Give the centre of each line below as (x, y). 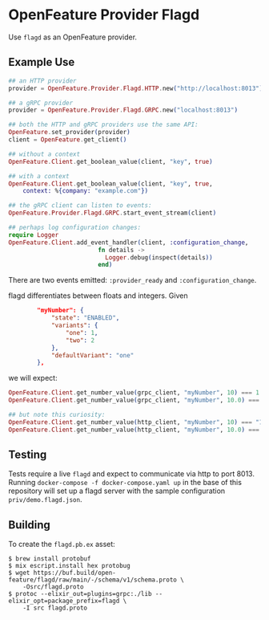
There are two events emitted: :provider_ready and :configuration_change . (132, 280)
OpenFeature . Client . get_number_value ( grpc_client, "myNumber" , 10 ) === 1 (134, 393)
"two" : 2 (80, 340)
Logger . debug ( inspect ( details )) (159, 257)
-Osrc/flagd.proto (53, 587)
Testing (28, 455)
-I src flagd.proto (55, 608)
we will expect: (33, 378)
